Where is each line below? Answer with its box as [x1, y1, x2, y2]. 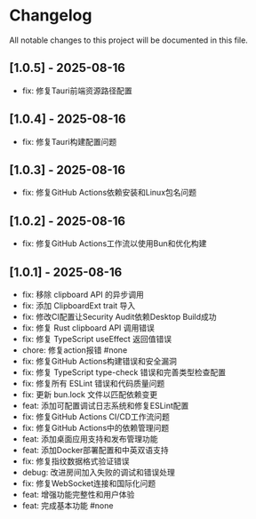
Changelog [9, 5, 92, 26]
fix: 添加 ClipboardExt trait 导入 [21, 300, 136, 311]
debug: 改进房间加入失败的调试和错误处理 [21, 467, 175, 477]
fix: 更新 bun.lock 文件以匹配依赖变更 [21, 389, 158, 400]
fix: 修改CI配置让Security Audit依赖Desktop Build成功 [21, 312, 217, 322]
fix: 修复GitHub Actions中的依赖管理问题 [21, 423, 170, 433]
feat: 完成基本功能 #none [21, 500, 114, 511]
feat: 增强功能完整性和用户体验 [21, 490, 135, 499]
